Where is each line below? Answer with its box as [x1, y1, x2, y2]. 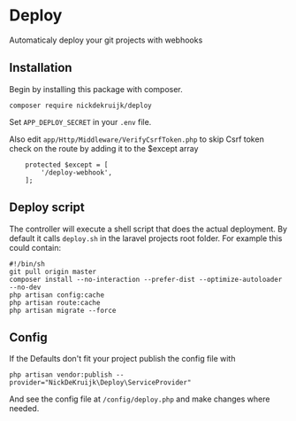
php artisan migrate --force [9, 306, 117, 315]
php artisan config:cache [9, 290, 104, 300]
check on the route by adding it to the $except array [9, 143, 199, 153]
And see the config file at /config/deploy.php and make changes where [9, 394, 270, 404]
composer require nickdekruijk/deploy [9, 101, 152, 110]
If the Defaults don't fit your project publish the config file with [9, 354, 236, 364]
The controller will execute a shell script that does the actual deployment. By [9, 223, 288, 234]
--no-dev [9, 283, 42, 292]
